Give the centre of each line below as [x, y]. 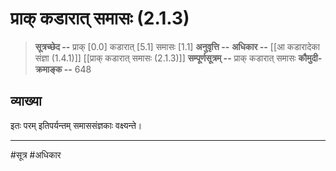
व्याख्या [26, 101]
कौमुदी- [310, 58]
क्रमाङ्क [48, 69]
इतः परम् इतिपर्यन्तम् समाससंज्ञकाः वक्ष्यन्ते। [76, 125]
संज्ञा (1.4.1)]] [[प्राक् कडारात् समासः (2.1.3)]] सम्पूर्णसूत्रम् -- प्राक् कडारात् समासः [165, 58]
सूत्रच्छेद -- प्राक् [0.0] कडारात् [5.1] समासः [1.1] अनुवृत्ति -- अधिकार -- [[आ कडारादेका [177, 46]
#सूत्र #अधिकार [36, 154]
